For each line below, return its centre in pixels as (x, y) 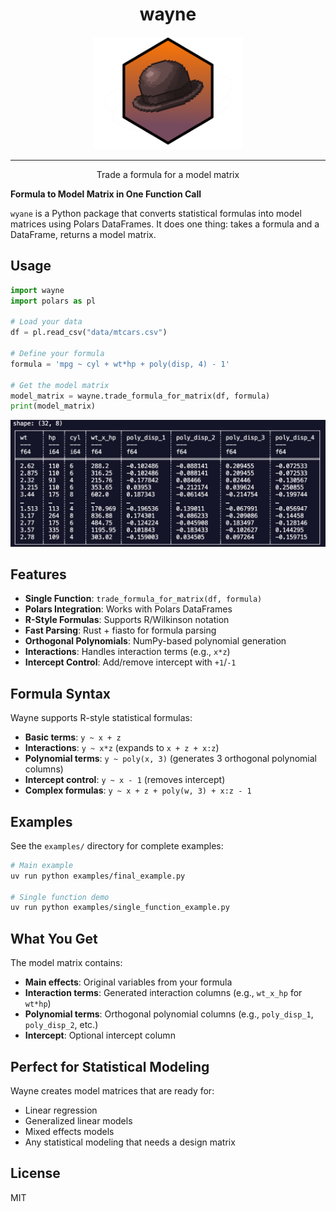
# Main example (42, 865)
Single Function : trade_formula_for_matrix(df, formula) (143, 599)
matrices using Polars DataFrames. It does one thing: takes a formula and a (165, 224)
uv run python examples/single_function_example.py (120, 908)
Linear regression (61, 1110)
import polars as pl (53, 301)
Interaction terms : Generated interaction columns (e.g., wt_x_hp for (163, 993)
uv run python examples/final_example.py (98, 876)
